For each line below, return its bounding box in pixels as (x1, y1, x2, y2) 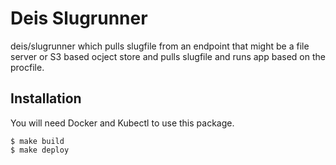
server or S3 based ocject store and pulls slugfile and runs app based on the (10, 50, 326, 62)
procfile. (10, 61, 45, 73)
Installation (10, 90, 82, 107)
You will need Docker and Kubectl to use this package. (10, 117, 235, 129)
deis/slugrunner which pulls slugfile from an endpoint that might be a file (10, 40, 310, 52)
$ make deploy (10, 145, 70, 155)
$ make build (10, 136, 65, 146)
